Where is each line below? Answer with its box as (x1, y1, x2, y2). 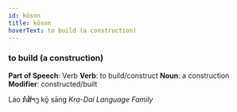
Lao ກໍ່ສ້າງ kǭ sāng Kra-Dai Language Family (8, 95, 153, 104)
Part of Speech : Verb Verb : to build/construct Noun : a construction (8, 71, 230, 80)
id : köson (8, 11, 41, 20)
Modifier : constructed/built (8, 79, 98, 88)
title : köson (8, 19, 52, 27)
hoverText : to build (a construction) (8, 26, 137, 34)
